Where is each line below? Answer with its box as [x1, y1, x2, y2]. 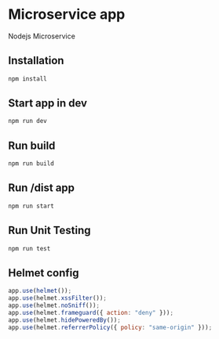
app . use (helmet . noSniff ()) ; [8, 301, 100, 309]
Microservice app [8, 5, 126, 23]
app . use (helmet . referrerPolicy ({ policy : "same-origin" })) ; [8, 323, 213, 331]
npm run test [8, 244, 51, 252]
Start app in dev [8, 96, 88, 110]
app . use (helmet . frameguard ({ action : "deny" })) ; [8, 308, 174, 316]
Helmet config [8, 266, 80, 279]
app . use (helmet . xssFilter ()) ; [8, 294, 108, 302]
